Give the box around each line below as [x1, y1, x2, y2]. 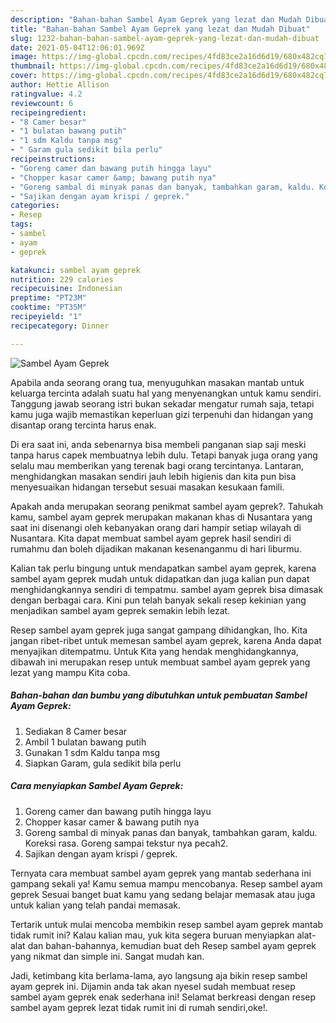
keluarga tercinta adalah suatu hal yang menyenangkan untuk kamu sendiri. [10, 387, 322, 399]
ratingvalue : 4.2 [10, 89, 83, 99]
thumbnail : [10, 61, 56, 71]
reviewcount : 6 [10, 98, 74, 108]
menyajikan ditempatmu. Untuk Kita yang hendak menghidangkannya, [10, 645, 299, 657]
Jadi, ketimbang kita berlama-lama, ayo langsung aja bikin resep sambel [10, 969, 308, 981]
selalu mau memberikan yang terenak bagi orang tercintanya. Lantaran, [10, 459, 305, 471]
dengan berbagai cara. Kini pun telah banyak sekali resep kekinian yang [10, 594, 307, 606]
